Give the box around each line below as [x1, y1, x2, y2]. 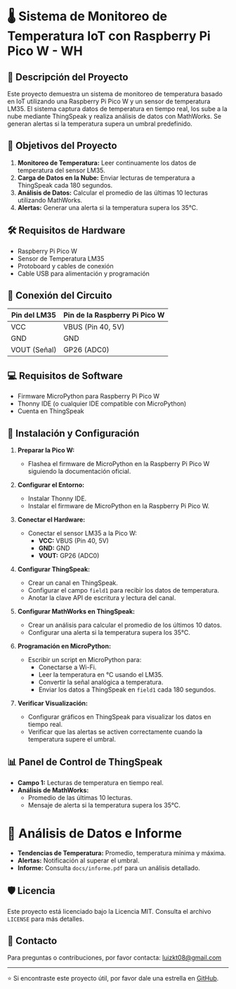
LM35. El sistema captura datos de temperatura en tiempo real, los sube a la [7, 105, 228, 112]
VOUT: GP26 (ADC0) [38, 552, 100, 560]
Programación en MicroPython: [17, 642, 111, 650]
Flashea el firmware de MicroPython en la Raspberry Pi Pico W [27, 460, 210, 468]
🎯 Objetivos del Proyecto [7, 140, 117, 152]
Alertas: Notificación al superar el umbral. [17, 856, 140, 865]
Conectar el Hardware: [17, 515, 86, 524]
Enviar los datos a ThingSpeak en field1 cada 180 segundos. [38, 685, 216, 694]
